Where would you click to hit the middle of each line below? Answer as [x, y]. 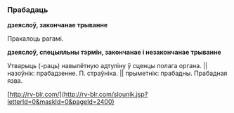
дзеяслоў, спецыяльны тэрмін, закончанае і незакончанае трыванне [114, 52]
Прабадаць [28, 10]
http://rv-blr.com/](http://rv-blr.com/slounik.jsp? [79, 94]
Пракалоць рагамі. [35, 39]
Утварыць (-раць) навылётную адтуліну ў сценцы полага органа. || [108, 66]
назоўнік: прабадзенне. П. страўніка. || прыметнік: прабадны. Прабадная [117, 73]
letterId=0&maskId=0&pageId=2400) [61, 102]
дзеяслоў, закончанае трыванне [57, 25]
